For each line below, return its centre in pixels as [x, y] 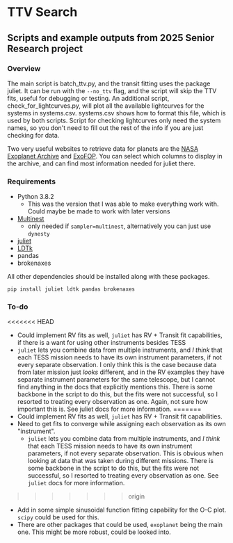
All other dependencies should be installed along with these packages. [109, 277]
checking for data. [33, 135]
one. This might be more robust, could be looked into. [94, 532]
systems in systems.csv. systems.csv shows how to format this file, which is [116, 113]
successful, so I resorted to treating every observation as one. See [123, 476]
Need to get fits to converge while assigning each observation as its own [121, 424]
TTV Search [42, 12]
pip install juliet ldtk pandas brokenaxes [71, 289]
